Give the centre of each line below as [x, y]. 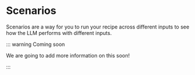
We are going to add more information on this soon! [68, 55]
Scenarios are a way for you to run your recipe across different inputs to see [98, 27]
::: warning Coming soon [36, 44]
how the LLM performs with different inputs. [59, 33]
